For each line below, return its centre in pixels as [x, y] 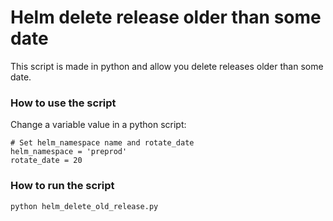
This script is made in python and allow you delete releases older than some [167, 66]
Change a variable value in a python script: [98, 125]
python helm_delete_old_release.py [84, 206]
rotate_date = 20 [46, 161]
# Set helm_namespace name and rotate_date [102, 143]
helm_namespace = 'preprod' [69, 152]
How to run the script [62, 186]
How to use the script [63, 103]
